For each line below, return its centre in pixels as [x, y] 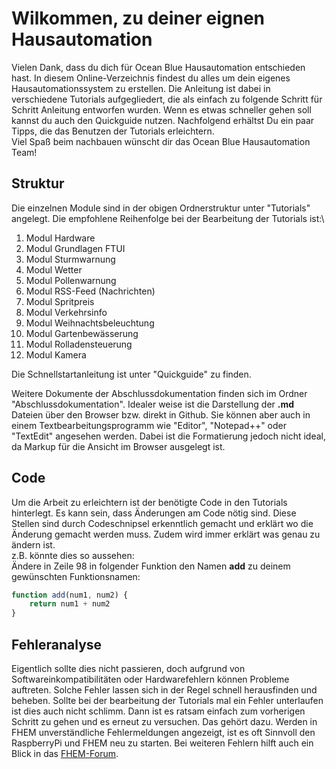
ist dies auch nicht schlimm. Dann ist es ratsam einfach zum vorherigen [158, 711]
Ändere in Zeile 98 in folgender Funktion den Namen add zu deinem [151, 566]
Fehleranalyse [57, 644]
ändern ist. [33, 544]
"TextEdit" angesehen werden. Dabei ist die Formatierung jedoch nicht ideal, [169, 436]
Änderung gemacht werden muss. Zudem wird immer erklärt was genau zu [166, 534]
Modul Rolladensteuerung [79, 344]
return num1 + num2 [70, 604]
